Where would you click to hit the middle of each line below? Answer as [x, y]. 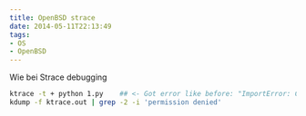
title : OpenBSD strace [52, 18]
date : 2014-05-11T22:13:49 [61, 26]
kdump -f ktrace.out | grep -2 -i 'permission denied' [116, 102]
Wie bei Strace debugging [58, 77]
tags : [20, 34]
